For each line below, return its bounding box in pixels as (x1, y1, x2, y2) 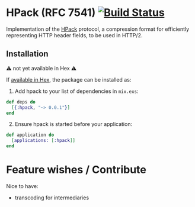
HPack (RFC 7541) (6, 6, 96, 20)
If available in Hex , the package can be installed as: (6, 76, 132, 83)
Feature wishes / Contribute (6, 163, 146, 177)
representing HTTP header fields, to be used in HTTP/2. (6, 31, 143, 38)
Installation (6, 49, 49, 59)
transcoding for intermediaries (14, 194, 89, 201)
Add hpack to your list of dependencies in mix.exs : (14, 88, 139, 95)
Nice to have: (6, 182, 39, 189)
